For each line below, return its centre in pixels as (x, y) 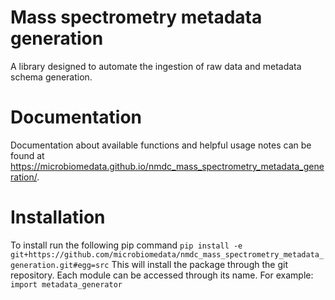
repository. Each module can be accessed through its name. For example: (162, 275)
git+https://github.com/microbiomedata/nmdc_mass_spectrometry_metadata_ (167, 254)
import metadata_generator (66, 284)
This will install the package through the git (199, 264)
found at (27, 155)
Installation (58, 217)
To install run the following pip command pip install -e (126, 245)
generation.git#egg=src (60, 265)
